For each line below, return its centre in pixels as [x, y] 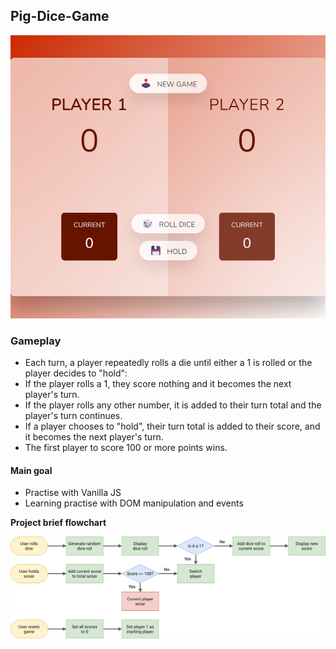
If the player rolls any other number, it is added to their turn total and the [173, 405]
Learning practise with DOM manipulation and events [134, 503]
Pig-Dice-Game [60, 16]
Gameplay [36, 341]
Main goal [31, 470]
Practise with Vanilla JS [73, 493]
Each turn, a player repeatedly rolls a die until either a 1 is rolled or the [168, 363]
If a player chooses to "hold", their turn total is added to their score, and [172, 426]
